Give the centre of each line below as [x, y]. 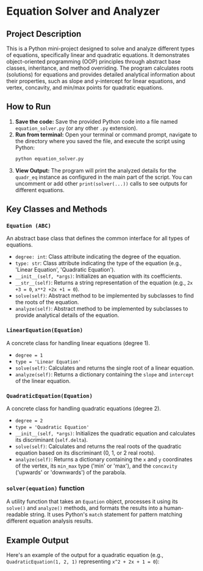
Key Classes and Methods [57, 209]
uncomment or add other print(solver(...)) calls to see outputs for [101, 183]
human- [174, 508]
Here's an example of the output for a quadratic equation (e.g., [85, 555]
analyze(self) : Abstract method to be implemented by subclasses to [101, 309]
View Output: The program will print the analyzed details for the [96, 170]
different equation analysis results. [50, 521]
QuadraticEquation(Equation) [50, 396]
